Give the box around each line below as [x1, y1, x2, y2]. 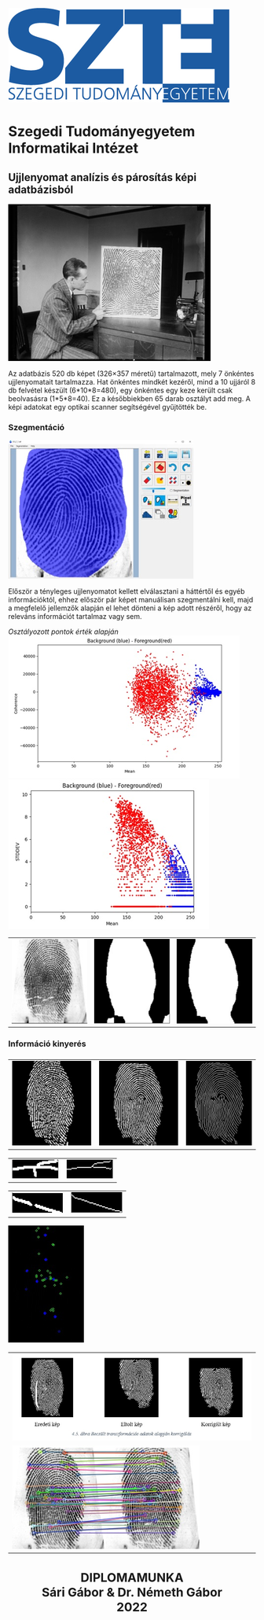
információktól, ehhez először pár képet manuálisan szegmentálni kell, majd [8, 595, 254, 605]
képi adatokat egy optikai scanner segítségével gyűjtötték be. [8, 403, 207, 411]
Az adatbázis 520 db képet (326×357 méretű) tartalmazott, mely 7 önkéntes [8, 369, 255, 378]
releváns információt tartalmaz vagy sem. [8, 612, 143, 621]
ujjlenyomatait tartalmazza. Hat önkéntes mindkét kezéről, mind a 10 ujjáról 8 [8, 377, 256, 386]
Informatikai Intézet [8, 139, 139, 157]
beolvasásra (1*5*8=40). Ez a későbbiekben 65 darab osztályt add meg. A [8, 394, 251, 403]
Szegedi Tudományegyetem [8, 123, 196, 141]
